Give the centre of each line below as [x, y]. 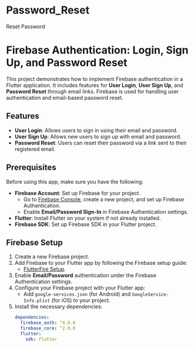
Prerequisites [31, 168]
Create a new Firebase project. [52, 257]
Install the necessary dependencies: [58, 306]
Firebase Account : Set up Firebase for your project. [78, 193]
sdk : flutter [41, 339]
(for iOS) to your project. [81, 301]
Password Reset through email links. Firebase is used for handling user [93, 91]
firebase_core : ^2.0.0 [48, 329]
